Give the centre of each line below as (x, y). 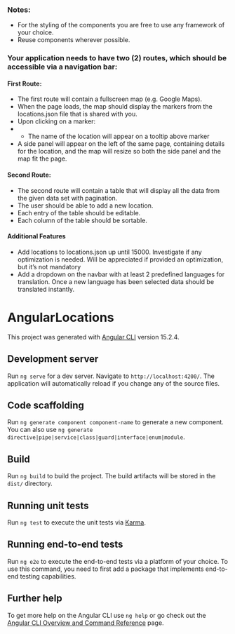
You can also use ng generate (50, 430)
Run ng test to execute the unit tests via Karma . (76, 522)
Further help (35, 599)
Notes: (19, 10)
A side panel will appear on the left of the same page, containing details (121, 144)
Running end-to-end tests (65, 545)
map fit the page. (42, 158)
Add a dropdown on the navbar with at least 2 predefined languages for (121, 274)
